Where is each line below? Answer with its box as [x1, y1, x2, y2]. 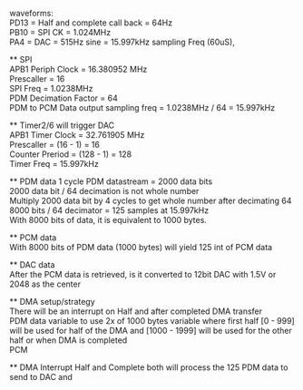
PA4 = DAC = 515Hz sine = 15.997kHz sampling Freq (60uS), [9, 36, 236, 47]
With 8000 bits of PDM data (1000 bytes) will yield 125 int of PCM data [9, 242, 273, 252]
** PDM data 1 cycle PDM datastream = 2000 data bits [9, 176, 213, 187]
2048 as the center [9, 278, 82, 289]
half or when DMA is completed [9, 335, 128, 346]
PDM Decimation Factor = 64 [9, 93, 118, 103]
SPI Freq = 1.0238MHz [9, 83, 93, 93]
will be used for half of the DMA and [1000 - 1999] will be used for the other [9, 326, 293, 336]
